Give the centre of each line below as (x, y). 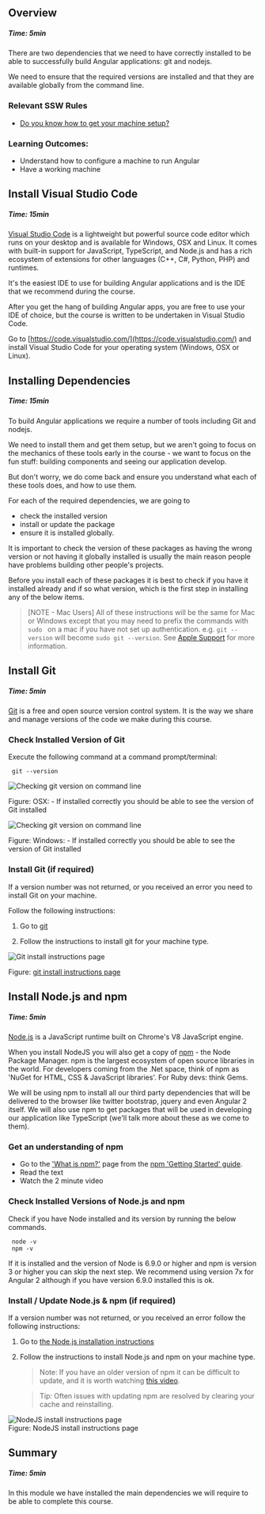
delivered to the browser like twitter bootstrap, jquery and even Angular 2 (128, 1101)
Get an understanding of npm (66, 1147)
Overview (33, 13)
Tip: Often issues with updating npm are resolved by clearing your (147, 1395)
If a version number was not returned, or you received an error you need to (131, 886)
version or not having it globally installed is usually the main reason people (130, 556)
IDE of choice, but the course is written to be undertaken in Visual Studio (127, 315)
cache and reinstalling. (76, 1404)
